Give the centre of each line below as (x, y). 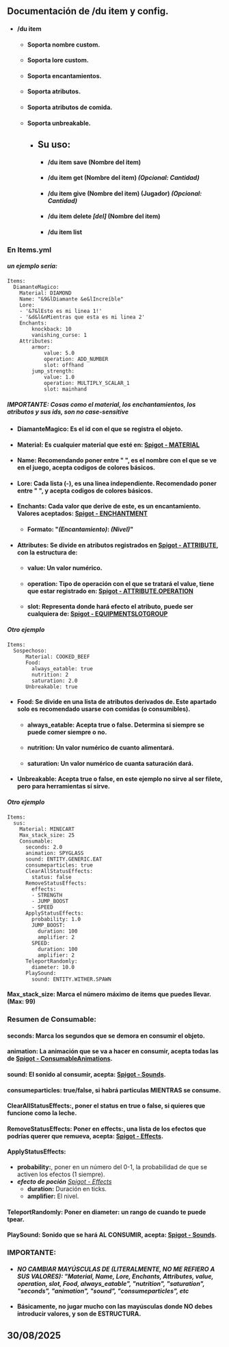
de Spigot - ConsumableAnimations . (60, 1059)
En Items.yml (29, 250)
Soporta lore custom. (58, 60)
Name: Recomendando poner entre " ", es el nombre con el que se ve (117, 460)
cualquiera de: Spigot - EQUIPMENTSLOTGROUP (97, 614)
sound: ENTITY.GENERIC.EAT (64, 859)
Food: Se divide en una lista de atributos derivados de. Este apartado (117, 702)
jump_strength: (53, 371)
